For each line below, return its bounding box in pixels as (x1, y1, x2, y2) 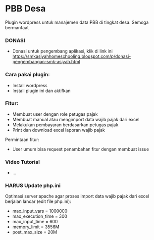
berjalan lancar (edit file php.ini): (5, 198, 71, 204)
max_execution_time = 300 (12, 213, 68, 219)
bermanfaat (5, 24, 29, 30)
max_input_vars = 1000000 (12, 208, 68, 214)
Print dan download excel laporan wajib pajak (12, 127, 105, 133)
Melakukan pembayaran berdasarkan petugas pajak (12, 122, 119, 128)
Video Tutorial (5, 158, 40, 165)
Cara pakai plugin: (5, 71, 51, 78)
